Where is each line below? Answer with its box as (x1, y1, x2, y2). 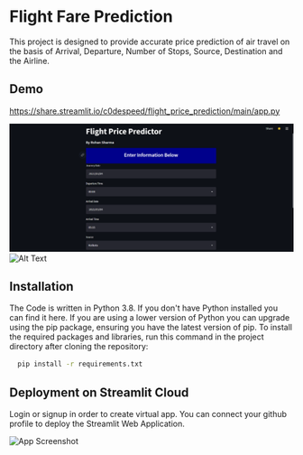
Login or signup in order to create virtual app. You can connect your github (9, 409, 287, 420)
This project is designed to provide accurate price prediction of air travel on (9, 36, 290, 47)
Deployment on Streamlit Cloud (9, 385, 189, 400)
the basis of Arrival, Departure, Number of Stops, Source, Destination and (9, 45, 283, 56)
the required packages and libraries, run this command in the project (9, 331, 264, 342)
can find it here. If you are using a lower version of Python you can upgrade (9, 312, 290, 323)
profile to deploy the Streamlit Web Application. (9, 418, 185, 430)
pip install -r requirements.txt (17, 359, 143, 369)
